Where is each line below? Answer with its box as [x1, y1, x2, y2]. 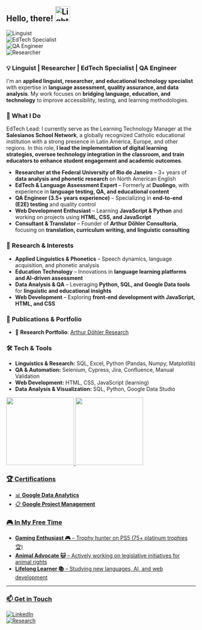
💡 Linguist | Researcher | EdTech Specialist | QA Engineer [6, 64, 177, 72]
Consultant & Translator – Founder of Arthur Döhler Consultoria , [14, 220, 179, 227]
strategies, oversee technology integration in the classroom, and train [6, 151, 185, 158]
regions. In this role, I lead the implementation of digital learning [6, 144, 168, 152]
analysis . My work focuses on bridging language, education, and [6, 90, 171, 97]
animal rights [14, 558, 47, 566]
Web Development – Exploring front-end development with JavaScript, [14, 293, 195, 301]
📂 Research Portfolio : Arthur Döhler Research [14, 329, 129, 336]
